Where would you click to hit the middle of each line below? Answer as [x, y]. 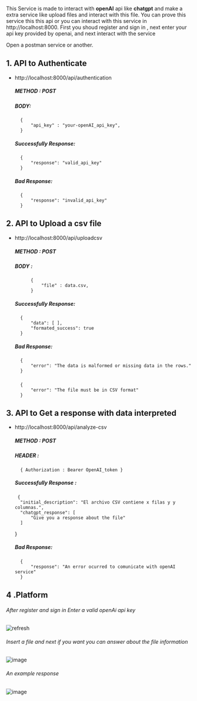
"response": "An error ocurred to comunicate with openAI [103, 567]
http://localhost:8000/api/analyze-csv [61, 427]
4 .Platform [27, 595]
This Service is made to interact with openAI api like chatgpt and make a [94, 9]
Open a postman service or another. [50, 45]
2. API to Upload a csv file [54, 224]
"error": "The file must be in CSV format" [85, 390]
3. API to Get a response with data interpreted [91, 413]
